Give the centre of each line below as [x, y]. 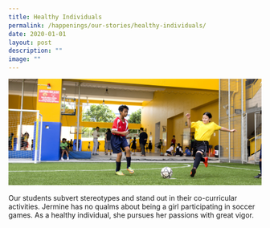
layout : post [30, 43]
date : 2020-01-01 [37, 34]
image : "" [25, 59]
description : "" [35, 51]
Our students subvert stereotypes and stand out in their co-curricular [123, 197]
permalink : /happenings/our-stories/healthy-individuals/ [107, 25]
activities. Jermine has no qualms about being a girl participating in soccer [132, 206]
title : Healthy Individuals [55, 17]
